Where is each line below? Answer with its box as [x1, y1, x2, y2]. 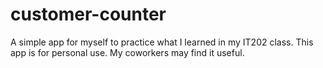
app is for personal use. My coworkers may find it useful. [10, 46, 245, 58]
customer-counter [10, 3, 167, 26]
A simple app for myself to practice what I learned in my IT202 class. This [10, 36, 314, 48]
